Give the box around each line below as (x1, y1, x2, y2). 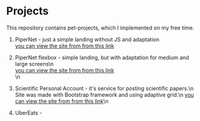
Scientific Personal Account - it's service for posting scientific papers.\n (14, 84, 194, 92)
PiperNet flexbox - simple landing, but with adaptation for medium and (14, 54, 189, 61)
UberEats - (14, 109, 42, 116)
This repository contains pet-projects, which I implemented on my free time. (6, 24, 195, 31)
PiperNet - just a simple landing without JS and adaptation (14, 36, 160, 43)
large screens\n (14, 60, 54, 67)
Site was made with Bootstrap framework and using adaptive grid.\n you (14, 91, 194, 98)
